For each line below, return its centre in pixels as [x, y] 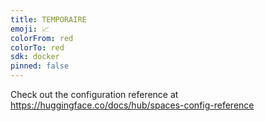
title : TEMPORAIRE [48, 19]
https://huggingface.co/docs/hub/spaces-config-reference [132, 105]
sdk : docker [35, 57]
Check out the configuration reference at [94, 94]
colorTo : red [37, 47]
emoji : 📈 [30, 29]
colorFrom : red [42, 38]
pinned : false [40, 66]
